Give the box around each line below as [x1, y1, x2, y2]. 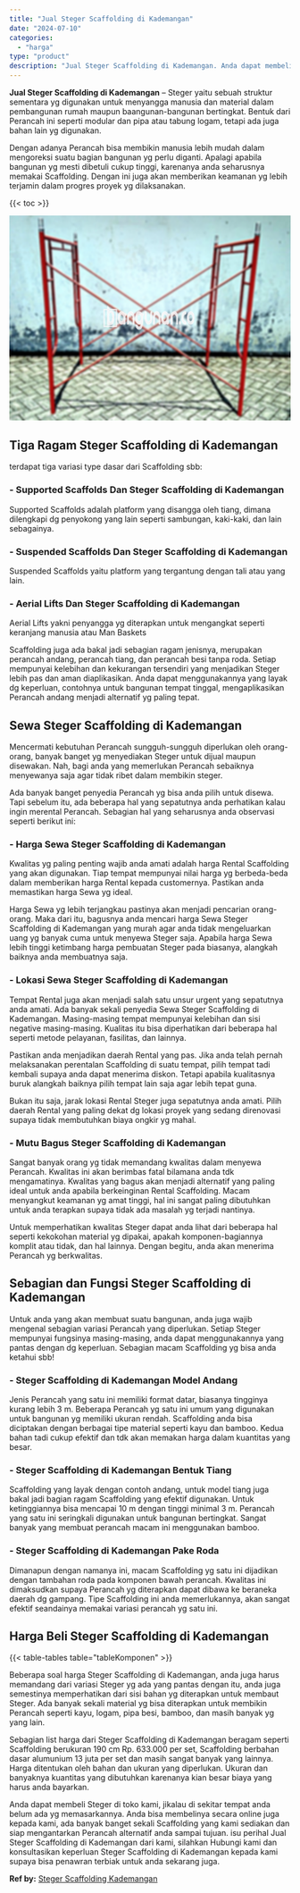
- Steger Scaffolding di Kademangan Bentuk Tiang [9, 1463, 232, 1476]
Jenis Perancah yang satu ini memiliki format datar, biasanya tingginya [9, 1395, 269, 1405]
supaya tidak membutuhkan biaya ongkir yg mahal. [9, 1114, 196, 1125]
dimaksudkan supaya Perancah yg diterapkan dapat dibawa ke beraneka [9, 1584, 277, 1595]
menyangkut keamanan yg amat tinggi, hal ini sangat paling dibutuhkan [9, 1194, 271, 1205]
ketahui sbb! [9, 1352, 55, 1362]
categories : [9, 33, 54, 42]
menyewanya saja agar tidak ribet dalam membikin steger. [9, 770, 223, 781]
